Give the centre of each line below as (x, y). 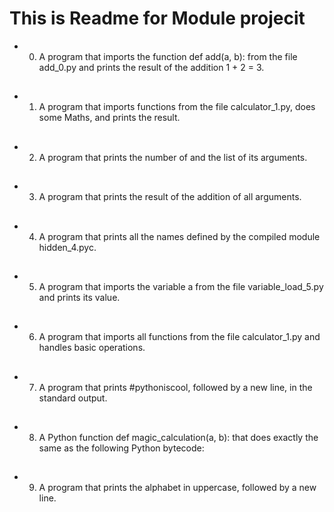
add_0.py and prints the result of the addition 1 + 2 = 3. (151, 67)
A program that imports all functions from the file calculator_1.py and (179, 337)
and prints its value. (79, 297)
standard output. (73, 398)
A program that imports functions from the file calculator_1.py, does (177, 107)
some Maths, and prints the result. (109, 118)
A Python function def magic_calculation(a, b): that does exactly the (178, 438)
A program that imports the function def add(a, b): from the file (168, 56)
